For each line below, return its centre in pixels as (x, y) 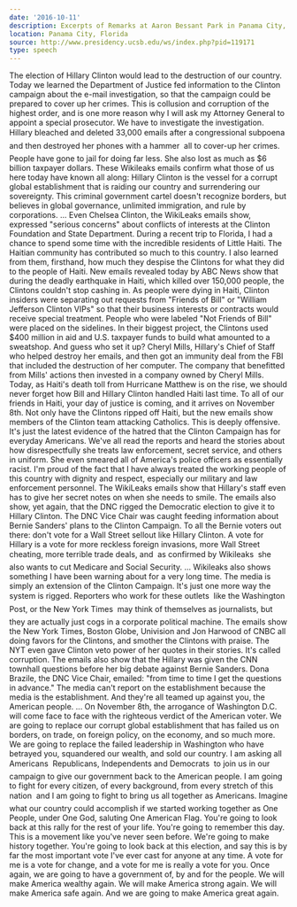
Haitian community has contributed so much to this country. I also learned (144, 252)
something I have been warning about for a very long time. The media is (140, 577)
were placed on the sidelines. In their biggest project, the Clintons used (139, 328)
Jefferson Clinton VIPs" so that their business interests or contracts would (144, 309)
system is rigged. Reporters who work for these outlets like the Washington (147, 596)
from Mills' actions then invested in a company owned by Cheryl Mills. (137, 375)
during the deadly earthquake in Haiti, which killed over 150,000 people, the (147, 281)
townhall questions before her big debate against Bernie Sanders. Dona (139, 669)
